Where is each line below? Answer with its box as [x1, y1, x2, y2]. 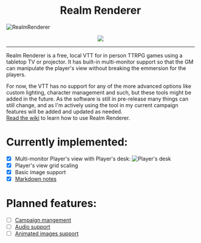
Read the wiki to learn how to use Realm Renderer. [6, 114, 130, 121]
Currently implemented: [6, 135, 128, 149]
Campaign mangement [14, 217, 72, 224]
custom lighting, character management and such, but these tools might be [6, 89, 191, 96]
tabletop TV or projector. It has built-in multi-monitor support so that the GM [6, 58, 194, 65]
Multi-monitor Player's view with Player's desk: [14, 155, 131, 162]
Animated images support [14, 230, 79, 237]
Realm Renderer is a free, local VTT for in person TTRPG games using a [6, 51, 183, 59]
